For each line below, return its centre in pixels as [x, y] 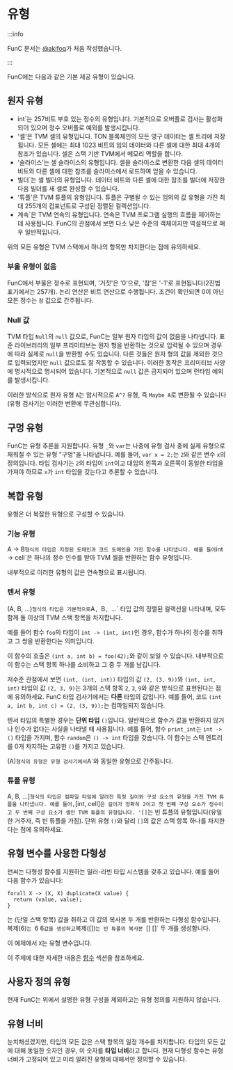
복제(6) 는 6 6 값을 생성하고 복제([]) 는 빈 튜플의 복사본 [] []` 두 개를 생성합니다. [109, 928]
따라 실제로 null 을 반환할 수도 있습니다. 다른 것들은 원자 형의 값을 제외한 [112, 354]
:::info [15, 34]
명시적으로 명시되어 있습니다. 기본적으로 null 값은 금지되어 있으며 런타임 [112, 371]
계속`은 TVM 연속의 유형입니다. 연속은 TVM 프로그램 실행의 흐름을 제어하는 [119, 214]
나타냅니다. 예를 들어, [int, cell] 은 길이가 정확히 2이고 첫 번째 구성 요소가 [113, 803]
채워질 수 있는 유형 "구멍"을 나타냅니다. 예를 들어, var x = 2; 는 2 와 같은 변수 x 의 [116, 455]
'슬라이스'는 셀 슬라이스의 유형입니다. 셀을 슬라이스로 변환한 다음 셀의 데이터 [120, 162]
